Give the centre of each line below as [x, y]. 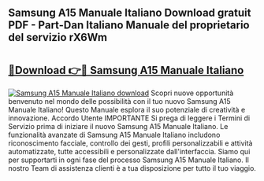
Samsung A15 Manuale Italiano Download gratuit [130, 13]
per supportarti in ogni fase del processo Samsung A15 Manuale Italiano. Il [129, 160]
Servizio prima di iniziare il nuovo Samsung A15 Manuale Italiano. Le [118, 126]
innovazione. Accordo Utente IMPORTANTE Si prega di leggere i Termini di [129, 118]
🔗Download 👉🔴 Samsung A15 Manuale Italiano [126, 70]
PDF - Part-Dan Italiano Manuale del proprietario [129, 26]
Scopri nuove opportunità [192, 93]
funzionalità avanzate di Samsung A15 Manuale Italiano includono [114, 135]
